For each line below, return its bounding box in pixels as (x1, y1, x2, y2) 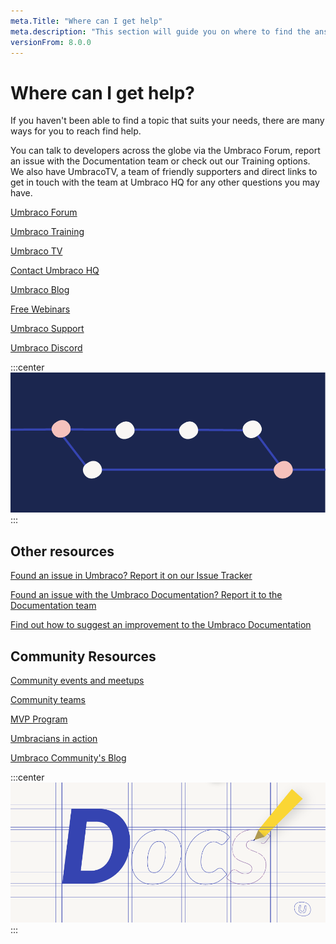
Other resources (10, 543, 115, 560)
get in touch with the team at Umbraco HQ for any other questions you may (10, 176, 320, 189)
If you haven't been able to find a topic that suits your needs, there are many (10, 115, 325, 127)
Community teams (10, 694, 87, 706)
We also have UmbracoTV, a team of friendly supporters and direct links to (10, 166, 318, 178)
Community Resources (10, 648, 157, 665)
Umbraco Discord (10, 342, 83, 354)
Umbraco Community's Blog (10, 752, 127, 764)
